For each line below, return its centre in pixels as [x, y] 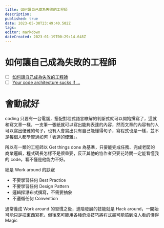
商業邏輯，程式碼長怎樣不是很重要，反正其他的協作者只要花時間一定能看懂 [80, 153]
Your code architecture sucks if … [46, 82]
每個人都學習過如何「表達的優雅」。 [44, 137]
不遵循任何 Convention [35, 198]
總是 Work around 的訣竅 [30, 169]
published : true [21, 19]
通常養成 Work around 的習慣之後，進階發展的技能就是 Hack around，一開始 [82, 208]
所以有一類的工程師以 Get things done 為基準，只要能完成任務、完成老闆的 [80, 147]
